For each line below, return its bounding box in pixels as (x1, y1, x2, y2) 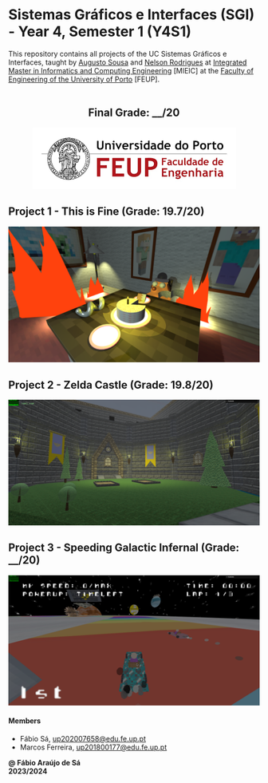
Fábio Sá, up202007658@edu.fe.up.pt (19, 734, 146, 743)
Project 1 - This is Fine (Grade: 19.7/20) (8, 205, 205, 219)
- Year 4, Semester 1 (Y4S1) (8, 22, 191, 41)
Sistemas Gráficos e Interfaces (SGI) (8, 6, 255, 24)
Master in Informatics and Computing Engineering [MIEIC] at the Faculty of (8, 65, 254, 75)
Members (8, 716, 41, 726)
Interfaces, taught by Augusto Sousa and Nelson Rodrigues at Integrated (8, 57, 247, 67)
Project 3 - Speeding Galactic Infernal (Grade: (8, 541, 240, 555)
